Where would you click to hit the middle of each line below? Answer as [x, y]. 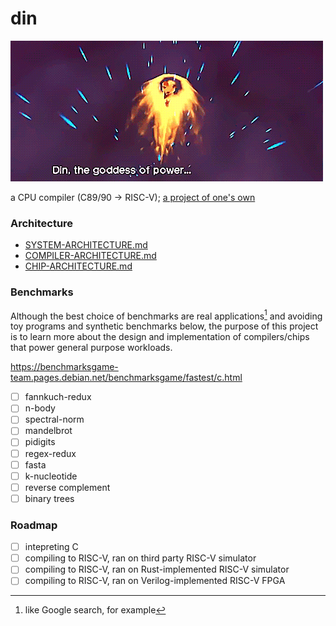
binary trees [49, 498]
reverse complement [67, 487]
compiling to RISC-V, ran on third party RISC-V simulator [140, 558]
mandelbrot [48, 431]
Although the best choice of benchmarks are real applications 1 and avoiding [166, 315]
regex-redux [50, 453]
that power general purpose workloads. [91, 348]
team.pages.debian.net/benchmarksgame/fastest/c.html [126, 378]
